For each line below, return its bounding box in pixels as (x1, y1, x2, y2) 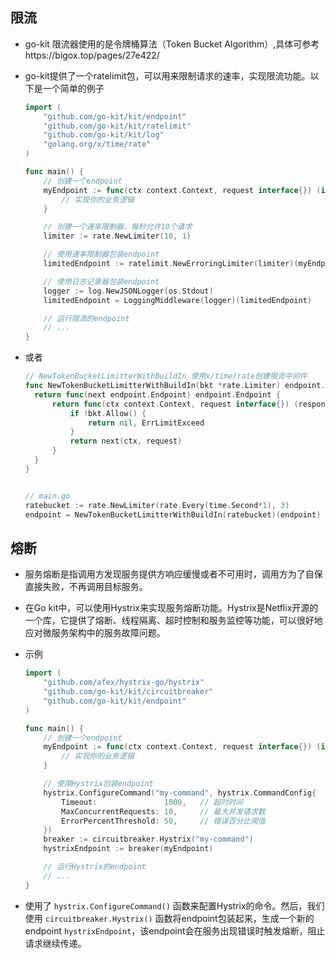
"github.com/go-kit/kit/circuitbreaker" (43, 687, 214, 697)
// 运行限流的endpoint (43, 313, 130, 323)
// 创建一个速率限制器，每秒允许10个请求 (43, 222, 193, 232)
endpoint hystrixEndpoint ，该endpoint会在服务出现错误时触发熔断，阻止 (24, 924, 326, 937)
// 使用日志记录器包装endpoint (43, 276, 160, 287)
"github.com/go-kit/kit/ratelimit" (43, 121, 192, 131)
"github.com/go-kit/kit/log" (43, 130, 165, 140)
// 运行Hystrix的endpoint (43, 862, 147, 872)
